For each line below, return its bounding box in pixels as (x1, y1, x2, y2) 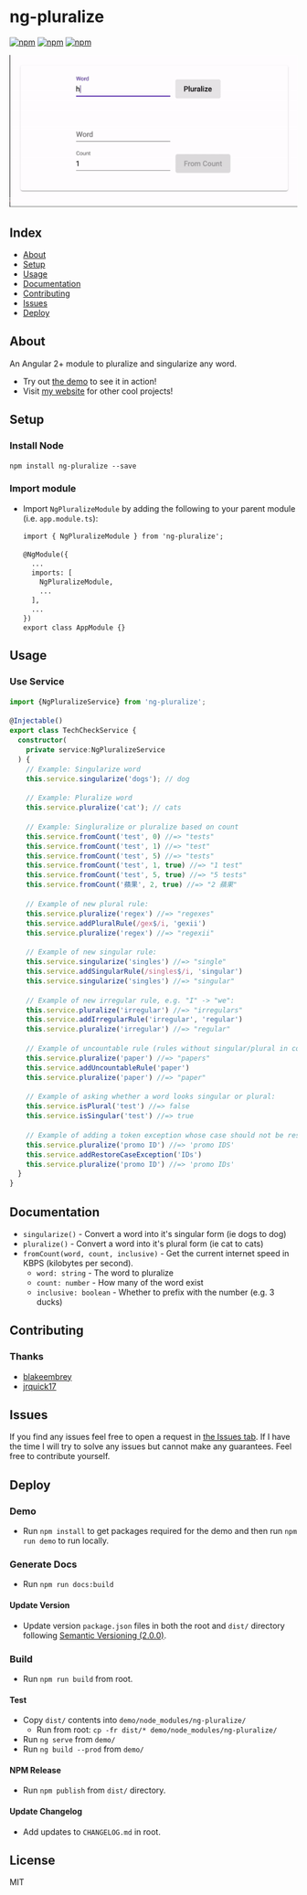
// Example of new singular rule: (26, 947, 157, 957)
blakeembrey (22, 1371, 72, 1382)
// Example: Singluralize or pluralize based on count (26, 822, 239, 831)
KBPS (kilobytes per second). (22, 1257, 134, 1268)
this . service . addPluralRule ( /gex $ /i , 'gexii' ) (26, 918, 206, 928)
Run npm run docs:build (22, 1579, 114, 1590)
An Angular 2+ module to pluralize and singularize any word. (9, 358, 238, 369)
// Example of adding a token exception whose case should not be (26, 1130, 284, 1139)
